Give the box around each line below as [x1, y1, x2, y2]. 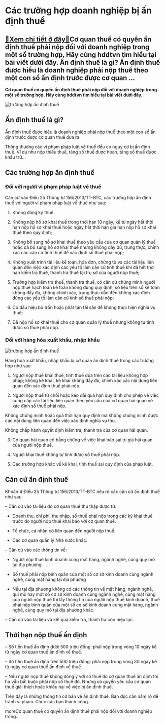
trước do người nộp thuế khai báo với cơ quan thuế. [12, 518, 117, 524]
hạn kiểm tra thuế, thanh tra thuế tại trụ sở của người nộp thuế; [12, 269, 139, 275]
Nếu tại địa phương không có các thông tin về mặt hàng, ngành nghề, [12, 586, 154, 592]
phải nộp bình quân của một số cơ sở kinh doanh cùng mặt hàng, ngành [12, 602, 159, 608]
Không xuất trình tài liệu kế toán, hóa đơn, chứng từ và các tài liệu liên [12, 259, 154, 265]
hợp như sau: [5, 363, 32, 369]
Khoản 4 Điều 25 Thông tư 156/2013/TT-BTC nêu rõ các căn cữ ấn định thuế [5, 489, 160, 495]
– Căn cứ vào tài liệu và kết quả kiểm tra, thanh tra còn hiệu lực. [5, 616, 134, 622]
